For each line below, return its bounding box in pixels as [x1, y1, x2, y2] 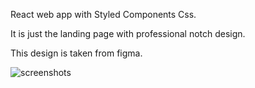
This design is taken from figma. [10, 47, 143, 59]
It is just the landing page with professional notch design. [10, 28, 246, 39]
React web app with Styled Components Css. [10, 9, 197, 20]
